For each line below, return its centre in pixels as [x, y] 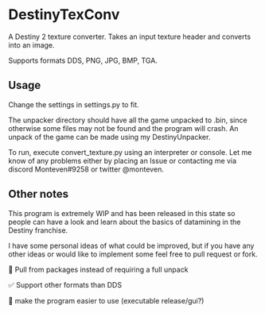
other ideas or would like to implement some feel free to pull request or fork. [133, 254]
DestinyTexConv [64, 15]
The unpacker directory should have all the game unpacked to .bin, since [128, 120]
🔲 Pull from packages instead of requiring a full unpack [98, 269]
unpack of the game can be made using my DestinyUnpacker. [109, 137]
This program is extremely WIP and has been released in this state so [122, 213]
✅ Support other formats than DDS [65, 284]
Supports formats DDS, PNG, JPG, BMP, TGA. [83, 60]
